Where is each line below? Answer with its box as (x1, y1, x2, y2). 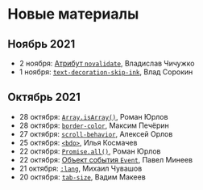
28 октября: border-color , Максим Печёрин (19, 120, 170, 130)
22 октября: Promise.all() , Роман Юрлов (19, 146, 161, 156)
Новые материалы (7, 5, 139, 23)
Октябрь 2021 (7, 91, 81, 104)
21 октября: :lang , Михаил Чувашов (19, 163, 143, 173)
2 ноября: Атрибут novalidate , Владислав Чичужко (19, 58, 195, 68)
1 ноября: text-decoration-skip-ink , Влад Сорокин (19, 67, 193, 77)
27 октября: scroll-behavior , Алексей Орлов (19, 129, 173, 138)
